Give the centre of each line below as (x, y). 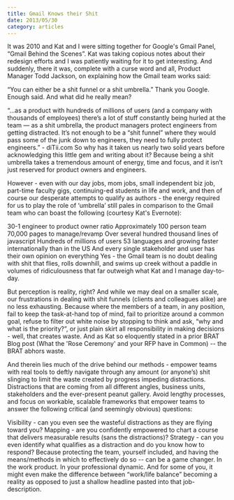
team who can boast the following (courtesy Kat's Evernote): (94, 213)
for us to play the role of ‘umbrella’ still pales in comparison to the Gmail (110, 206)
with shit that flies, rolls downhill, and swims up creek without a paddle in (112, 264)
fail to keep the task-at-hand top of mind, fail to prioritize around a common (116, 314)
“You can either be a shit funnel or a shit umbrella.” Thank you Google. (108, 90)
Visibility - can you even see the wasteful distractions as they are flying (110, 423)
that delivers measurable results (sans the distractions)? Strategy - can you (116, 437)
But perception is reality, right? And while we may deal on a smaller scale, (113, 292)
